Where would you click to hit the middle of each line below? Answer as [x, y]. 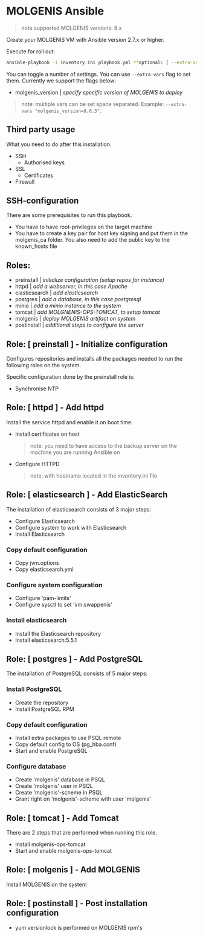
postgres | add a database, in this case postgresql [78, 299]
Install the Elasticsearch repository [58, 633]
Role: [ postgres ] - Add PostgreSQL [75, 659]
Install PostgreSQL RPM [44, 709]
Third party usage [41, 129]
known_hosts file [36, 246]
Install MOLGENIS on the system [47, 884]
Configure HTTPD [37, 464]
